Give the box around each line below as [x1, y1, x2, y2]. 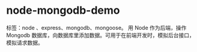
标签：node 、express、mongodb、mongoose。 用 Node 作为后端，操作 [6, 24, 187, 31]
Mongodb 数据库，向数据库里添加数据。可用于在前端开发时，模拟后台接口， [6, 31, 195, 39]
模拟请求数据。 [6, 39, 43, 46]
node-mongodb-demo [6, 4, 120, 17]
